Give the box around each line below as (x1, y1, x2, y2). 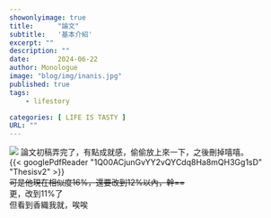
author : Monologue (9, 64, 78, 73)
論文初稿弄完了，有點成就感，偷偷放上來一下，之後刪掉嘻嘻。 (20, 147, 249, 158)
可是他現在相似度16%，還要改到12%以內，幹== (9, 177, 186, 188)
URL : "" (9, 121, 39, 130)
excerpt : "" (9, 38, 54, 48)
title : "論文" (9, 22, 80, 31)
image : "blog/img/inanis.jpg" (9, 72, 123, 81)
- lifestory (25, 96, 70, 106)
